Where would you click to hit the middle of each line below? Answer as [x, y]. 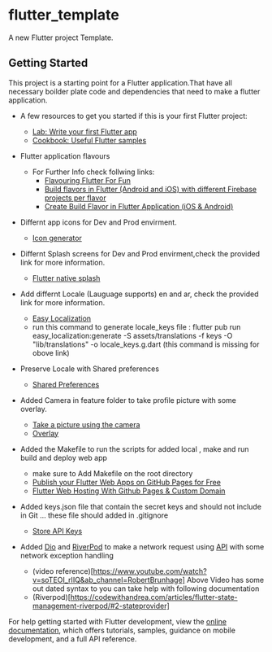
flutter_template [64, 15]
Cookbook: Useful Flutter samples [89, 140]
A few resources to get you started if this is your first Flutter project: [134, 116]
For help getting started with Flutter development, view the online [118, 621]
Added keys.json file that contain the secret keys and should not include [141, 506]
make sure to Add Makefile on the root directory [112, 473]
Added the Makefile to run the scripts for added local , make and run [134, 449]
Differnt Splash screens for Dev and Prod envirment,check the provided [140, 253]
